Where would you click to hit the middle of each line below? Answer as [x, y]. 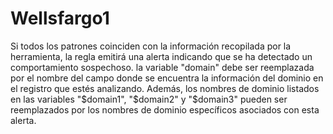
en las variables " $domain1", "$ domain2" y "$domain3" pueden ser [149, 99]
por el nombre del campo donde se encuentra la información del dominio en [167, 78]
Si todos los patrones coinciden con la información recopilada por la [151, 46]
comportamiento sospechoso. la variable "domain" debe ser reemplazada [162, 67]
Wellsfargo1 [60, 18]
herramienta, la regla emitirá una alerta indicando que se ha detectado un [161, 56]
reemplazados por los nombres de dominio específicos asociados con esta [165, 109]
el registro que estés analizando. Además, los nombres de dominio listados [165, 88]
